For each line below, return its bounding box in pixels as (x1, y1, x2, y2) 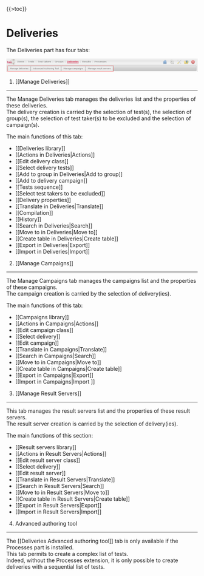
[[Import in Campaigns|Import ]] (15, 378, 95, 385)
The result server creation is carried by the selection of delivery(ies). (6, 420, 178, 427)
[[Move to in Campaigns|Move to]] (15, 359, 101, 366)
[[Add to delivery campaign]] (15, 177, 88, 185)
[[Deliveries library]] (15, 145, 66, 152)
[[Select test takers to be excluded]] (15, 190, 106, 197)
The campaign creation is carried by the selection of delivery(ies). (6, 290, 171, 297)
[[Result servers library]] (15, 444, 77, 451)
